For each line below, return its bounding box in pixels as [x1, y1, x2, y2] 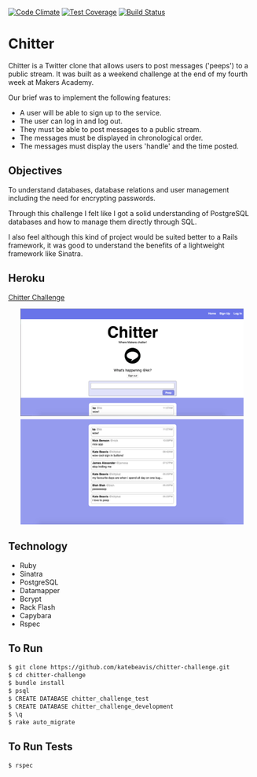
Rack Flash [19, 602, 56, 612]
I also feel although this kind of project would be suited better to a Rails [8, 232, 238, 241]
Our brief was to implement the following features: [8, 93, 171, 102]
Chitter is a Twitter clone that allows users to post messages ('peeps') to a [8, 60, 249, 70]
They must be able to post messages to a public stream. [19, 124, 202, 134]
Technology [8, 540, 68, 553]
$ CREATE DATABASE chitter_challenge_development [8, 703, 174, 711]
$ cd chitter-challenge [8, 672, 86, 680]
